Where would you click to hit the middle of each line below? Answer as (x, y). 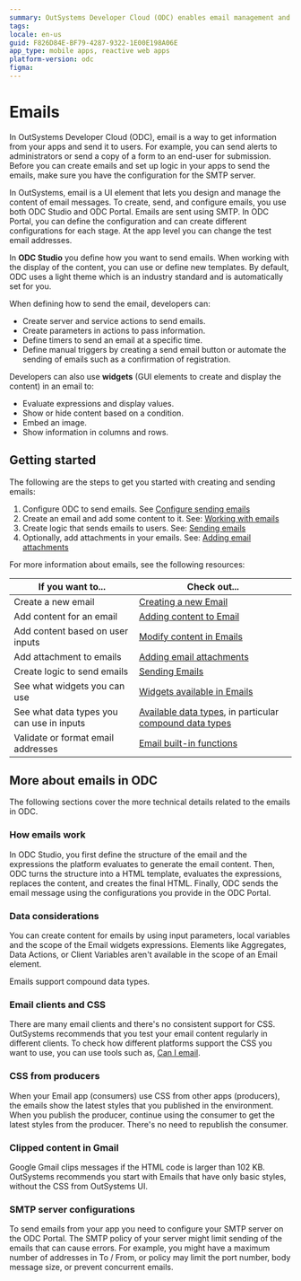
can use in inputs (50, 723)
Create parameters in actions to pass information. (114, 330)
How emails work (48, 835)
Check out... (213, 586)
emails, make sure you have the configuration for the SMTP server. (133, 175)
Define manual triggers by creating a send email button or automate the (154, 349)
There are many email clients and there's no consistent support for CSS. (142, 1024)
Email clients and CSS (57, 1005)
